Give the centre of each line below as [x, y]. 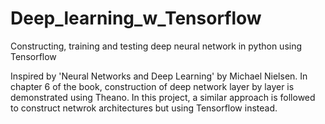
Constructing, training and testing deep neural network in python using [156, 46]
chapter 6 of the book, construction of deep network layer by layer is [152, 86]
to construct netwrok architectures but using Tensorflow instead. [144, 108]
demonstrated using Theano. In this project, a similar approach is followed [163, 97]
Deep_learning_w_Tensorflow [136, 18]
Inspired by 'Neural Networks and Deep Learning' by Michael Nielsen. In [159, 76]
